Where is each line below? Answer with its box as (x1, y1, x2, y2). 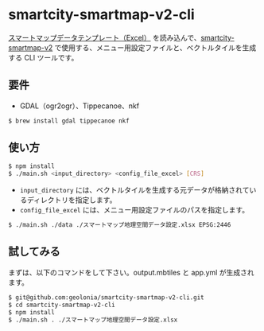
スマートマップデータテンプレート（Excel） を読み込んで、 (8, 33, 201, 42)
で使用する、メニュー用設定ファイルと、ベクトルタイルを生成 (54, 42, 257, 53)
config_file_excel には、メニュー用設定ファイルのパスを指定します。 (19, 205, 250, 215)
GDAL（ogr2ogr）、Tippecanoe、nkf (19, 101, 140, 111)
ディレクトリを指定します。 (26, 195, 117, 204)
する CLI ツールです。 (8, 53, 79, 62)
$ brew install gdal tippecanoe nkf (8, 117, 130, 125)
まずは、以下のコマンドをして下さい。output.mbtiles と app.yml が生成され (8, 267, 254, 277)
